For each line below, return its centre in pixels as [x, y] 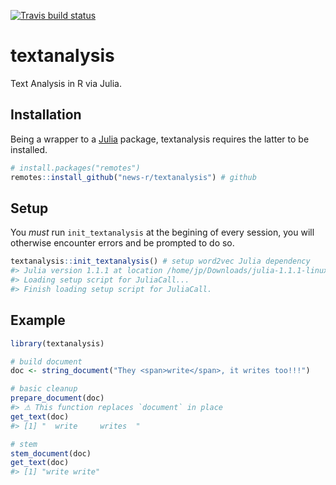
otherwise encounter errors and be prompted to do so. [122, 243]
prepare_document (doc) [57, 398]
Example [38, 320]
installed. [29, 149]
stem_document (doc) [51, 453]
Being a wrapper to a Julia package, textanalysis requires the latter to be [160, 139]
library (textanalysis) [57, 343]
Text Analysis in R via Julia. [66, 83]
